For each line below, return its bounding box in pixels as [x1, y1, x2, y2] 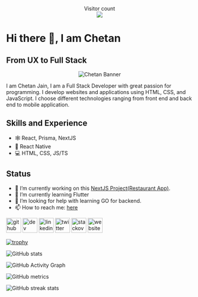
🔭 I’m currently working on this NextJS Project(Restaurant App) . [14, 185, 171, 192]
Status [6, 169, 31, 179]
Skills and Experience [6, 118, 88, 128]
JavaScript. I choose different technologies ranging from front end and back [6, 95, 193, 102]
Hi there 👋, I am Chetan [6, 32, 121, 45]
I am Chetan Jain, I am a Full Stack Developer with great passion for [6, 82, 172, 89]
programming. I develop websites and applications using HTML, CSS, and [6, 89, 186, 95]
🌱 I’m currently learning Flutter [14, 191, 90, 198]
